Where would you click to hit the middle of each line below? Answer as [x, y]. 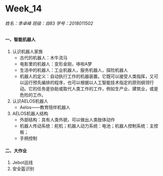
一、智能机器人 [20, 40]
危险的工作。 [33, 95]
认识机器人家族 [27, 52]
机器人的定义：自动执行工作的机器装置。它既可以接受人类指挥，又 [87, 76]
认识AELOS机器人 [30, 101]
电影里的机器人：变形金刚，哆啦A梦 [56, 64]
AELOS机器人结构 [30, 114]
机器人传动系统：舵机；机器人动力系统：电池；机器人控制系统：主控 [89, 126]
